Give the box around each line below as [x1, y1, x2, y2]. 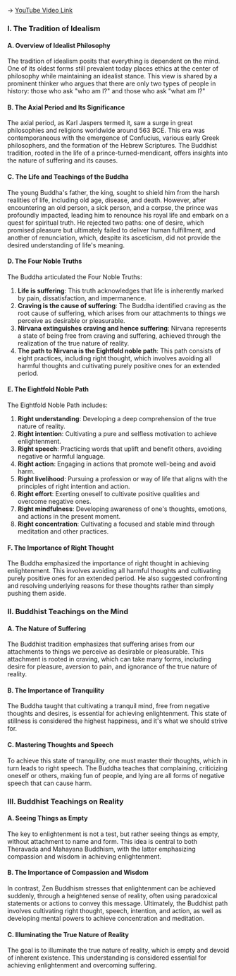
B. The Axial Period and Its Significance [7, 102, 125, 112]
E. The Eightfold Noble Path [7, 385, 89, 394]
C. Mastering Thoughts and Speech [7, 741, 114, 749]
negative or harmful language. [17, 452, 106, 460]
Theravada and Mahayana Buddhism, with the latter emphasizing [7, 845, 196, 853]
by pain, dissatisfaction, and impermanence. [17, 293, 147, 302]
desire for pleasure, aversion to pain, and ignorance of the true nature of [7, 662, 218, 671]
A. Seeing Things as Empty [7, 814, 88, 823]
